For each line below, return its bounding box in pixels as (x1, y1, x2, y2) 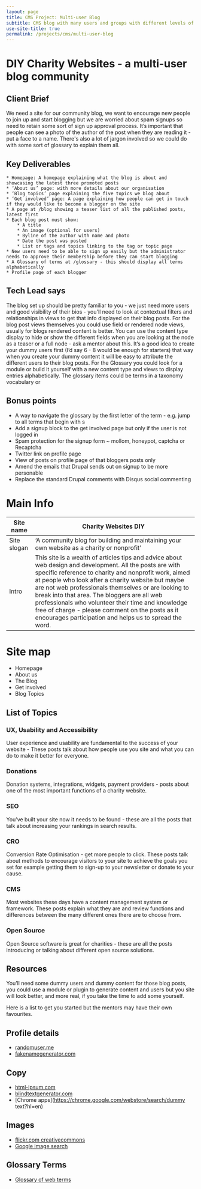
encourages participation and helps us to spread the (35, 613, 182, 622)
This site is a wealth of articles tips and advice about (35, 553, 182, 562)
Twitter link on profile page (14, 450, 81, 457)
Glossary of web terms (14, 1176, 72, 1183)
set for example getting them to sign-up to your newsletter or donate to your (6, 863, 194, 871)
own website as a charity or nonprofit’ (35, 543, 142, 552)
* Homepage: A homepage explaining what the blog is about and (6, 175, 167, 181)
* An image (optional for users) (17, 227, 100, 233)
